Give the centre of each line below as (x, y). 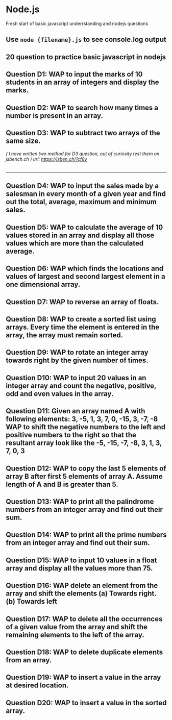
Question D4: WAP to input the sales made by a (82, 186)
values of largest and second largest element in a (85, 277)
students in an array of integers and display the (83, 82)
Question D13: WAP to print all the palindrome (80, 502)
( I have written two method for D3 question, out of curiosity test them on (83, 154)
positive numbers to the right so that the (71, 435)
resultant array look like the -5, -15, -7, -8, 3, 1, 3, (84, 443)
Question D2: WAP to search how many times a (82, 107)
